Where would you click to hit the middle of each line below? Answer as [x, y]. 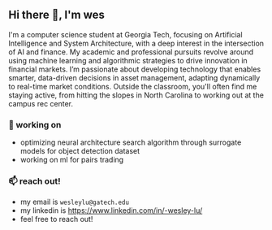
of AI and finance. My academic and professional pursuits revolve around [131, 52]
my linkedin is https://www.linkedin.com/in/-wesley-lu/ [111, 210]
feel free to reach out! [56, 219]
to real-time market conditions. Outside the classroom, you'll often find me [133, 86]
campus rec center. [41, 103]
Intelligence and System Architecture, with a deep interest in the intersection [136, 43]
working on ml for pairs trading [72, 160]
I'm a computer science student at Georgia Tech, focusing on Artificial [125, 34]
